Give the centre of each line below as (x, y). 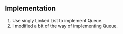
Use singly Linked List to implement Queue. (57, 20)
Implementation (30, 8)
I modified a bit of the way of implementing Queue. (65, 26)
